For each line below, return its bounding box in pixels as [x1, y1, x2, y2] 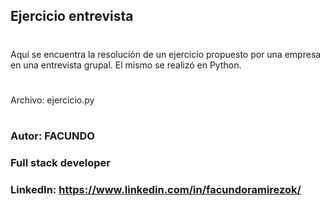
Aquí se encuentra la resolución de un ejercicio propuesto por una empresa [10, 48, 322, 60]
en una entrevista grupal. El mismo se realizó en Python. [10, 59, 242, 71]
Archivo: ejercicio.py [10, 94, 95, 106]
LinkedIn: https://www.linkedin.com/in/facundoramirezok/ [10, 182, 302, 196]
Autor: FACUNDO [10, 129, 95, 143]
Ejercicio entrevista [10, 8, 134, 25]
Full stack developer [10, 155, 111, 169]
